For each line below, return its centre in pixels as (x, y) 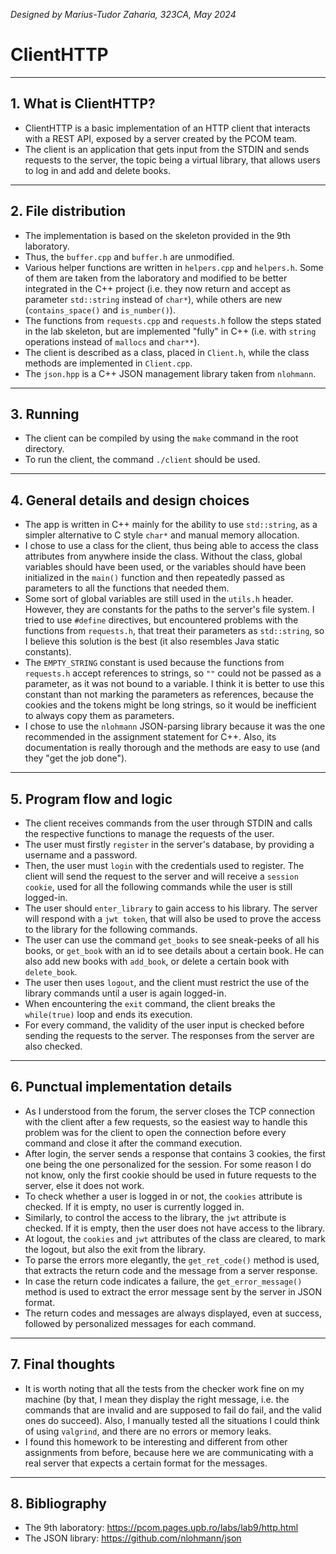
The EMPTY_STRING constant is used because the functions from (154, 663)
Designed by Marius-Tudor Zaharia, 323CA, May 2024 (123, 14)
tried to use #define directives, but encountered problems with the (161, 620)
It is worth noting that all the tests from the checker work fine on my (164, 1388)
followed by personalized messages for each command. (140, 1323)
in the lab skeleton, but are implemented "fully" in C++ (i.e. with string (170, 331)
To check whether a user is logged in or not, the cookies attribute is (163, 1196)
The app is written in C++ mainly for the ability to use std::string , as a (171, 525)
